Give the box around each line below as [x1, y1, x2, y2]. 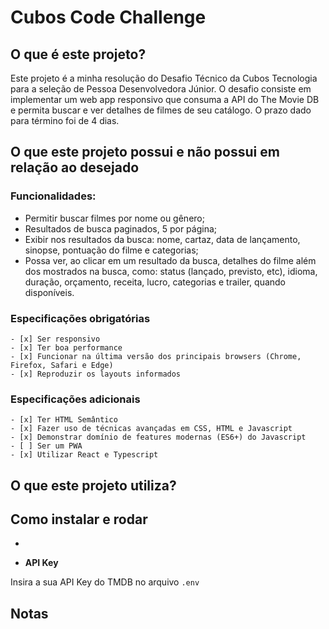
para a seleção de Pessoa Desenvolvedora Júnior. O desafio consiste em [10, 83, 312, 95]
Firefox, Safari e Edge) [10, 360, 114, 370]
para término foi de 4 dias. [10, 115, 120, 126]
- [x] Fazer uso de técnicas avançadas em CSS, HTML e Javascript [10, 424, 293, 434]
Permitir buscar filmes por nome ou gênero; [24, 212, 205, 224]
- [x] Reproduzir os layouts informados [10, 369, 182, 379]
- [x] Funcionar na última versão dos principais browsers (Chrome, [10, 351, 302, 361]
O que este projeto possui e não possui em [10, 144, 280, 161]
